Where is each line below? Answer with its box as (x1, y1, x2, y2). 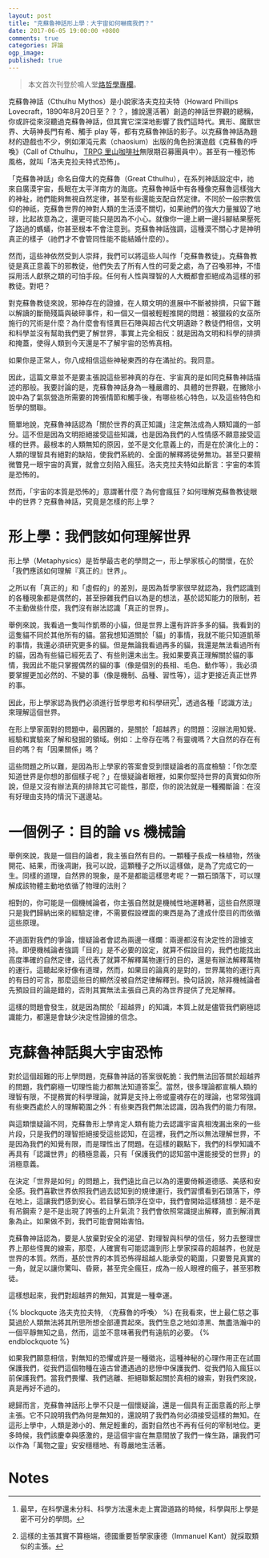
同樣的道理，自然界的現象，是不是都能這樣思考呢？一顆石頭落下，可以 (22, 871, 254, 881)
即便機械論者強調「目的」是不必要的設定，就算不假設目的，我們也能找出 (22, 945, 261, 955)
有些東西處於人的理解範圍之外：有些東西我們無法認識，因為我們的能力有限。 (8, 1102, 261, 1111)
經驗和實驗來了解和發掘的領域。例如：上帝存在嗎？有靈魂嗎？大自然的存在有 (8, 735, 261, 745)
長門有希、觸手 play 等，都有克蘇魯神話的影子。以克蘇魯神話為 (42, 126, 251, 136)
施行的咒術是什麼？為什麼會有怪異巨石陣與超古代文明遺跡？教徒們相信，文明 (8, 318, 261, 327)
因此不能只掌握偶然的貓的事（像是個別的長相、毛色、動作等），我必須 (29, 659, 258, 670)
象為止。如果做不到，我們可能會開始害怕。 (8, 1216, 149, 1226)
